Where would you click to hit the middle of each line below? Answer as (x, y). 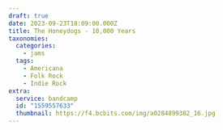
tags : (25, 61)
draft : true (28, 16)
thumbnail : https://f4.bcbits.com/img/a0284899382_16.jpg (116, 114)
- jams (34, 53)
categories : (36, 46)
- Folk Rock (43, 76)
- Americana (43, 69)
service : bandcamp (47, 99)
